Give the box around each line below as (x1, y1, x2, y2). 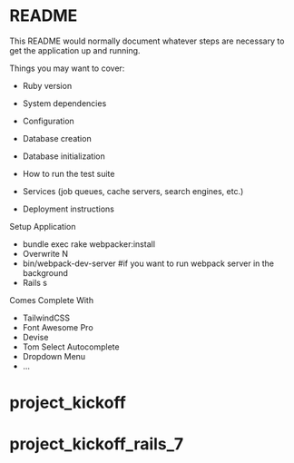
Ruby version (22, 80, 73, 91)
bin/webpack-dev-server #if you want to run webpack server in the (22, 258, 275, 269)
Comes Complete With (9, 294, 93, 305)
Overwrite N (22, 248, 68, 259)
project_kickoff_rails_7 (9, 434, 184, 455)
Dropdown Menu (22, 350, 86, 361)
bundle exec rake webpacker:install (22, 238, 156, 250)
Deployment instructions (22, 203, 115, 214)
